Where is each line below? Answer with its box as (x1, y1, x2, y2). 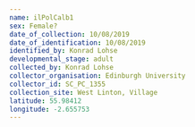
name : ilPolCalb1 (9, 13, 74, 22)
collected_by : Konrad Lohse (9, 63, 114, 72)
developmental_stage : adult (9, 55, 114, 63)
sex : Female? (9, 21, 58, 30)
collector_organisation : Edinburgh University (9, 72, 186, 80)
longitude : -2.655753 (9, 105, 90, 114)
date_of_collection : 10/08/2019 (9, 30, 130, 38)
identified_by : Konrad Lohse (9, 47, 118, 55)
